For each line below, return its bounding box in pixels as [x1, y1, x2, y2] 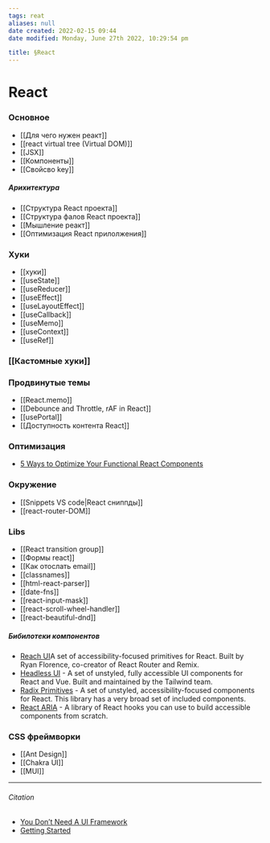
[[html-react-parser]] [19, 578, 90, 587]
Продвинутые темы [8, 377, 91, 388]
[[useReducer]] [19, 284, 71, 293]
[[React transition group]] [19, 544, 104, 554]
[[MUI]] [19, 767, 45, 776]
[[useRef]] [19, 335, 55, 345]
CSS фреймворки [8, 730, 81, 742]
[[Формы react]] [19, 552, 75, 563]
